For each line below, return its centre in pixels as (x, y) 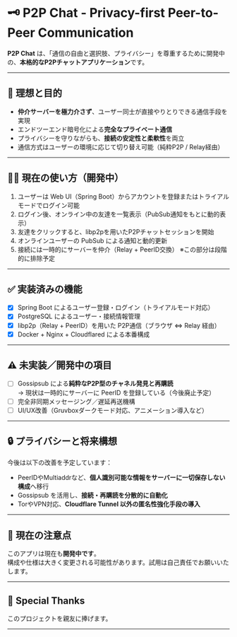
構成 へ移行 (33, 486)
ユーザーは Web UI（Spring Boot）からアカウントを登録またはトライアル (123, 196)
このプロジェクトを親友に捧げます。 (60, 619)
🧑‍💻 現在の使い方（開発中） (66, 178)
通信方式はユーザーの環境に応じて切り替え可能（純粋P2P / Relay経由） (121, 147)
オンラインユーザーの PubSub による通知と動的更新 (92, 240)
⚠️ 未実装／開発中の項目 (60, 365)
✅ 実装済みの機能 (45, 289)
